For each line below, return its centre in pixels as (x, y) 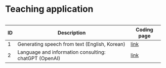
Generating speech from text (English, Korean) (71, 44)
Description (72, 33)
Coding (145, 30)
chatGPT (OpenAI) (39, 58)
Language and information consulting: (62, 52)
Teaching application (49, 9)
